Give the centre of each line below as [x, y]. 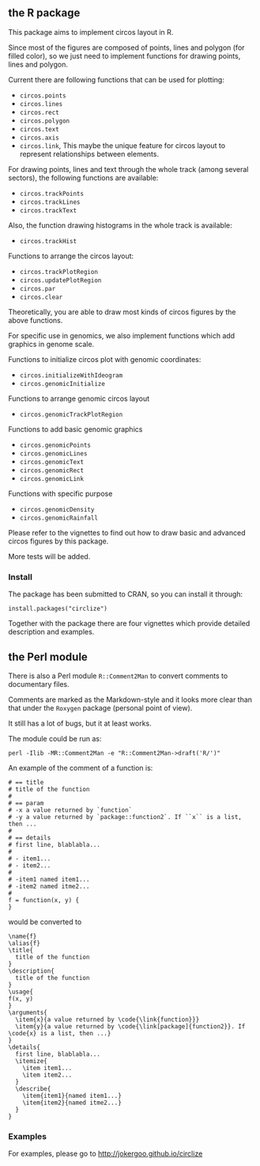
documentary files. [39, 684]
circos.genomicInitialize [62, 383]
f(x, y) [21, 998]
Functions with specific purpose [60, 493]
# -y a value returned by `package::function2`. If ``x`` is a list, [125, 817]
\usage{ [21, 992]
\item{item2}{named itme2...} [72, 1103]
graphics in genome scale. [51, 344]
